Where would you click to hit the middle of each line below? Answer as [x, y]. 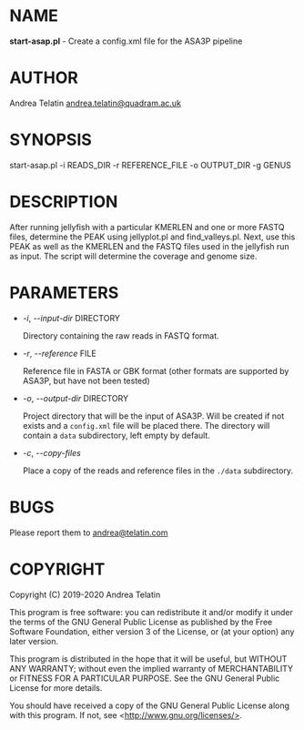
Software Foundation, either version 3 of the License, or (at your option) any [152, 631]
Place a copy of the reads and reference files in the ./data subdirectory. [158, 471]
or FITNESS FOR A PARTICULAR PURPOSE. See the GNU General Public [145, 678]
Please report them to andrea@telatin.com [89, 532]
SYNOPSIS [51, 140]
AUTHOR [44, 78]
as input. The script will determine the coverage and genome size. [133, 256]
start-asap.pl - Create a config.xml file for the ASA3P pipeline [126, 41]
